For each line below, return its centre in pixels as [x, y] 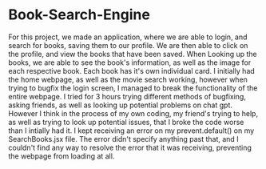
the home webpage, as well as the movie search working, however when [128, 79]
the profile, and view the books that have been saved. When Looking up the [133, 54]
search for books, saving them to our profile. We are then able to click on [128, 45]
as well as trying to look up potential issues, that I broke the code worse [126, 122]
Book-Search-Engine [79, 15]
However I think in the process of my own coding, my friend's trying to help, [133, 113]
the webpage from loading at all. [62, 156]
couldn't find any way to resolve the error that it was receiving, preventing [130, 147]
